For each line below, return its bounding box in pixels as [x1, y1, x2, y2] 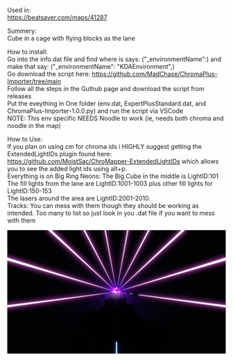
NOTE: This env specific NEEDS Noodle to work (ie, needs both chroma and [7, 114, 224, 122]
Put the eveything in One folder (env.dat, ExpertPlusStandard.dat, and [7, 99, 207, 107]
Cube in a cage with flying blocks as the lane [7, 34, 135, 42]
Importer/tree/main [7, 77, 61, 86]
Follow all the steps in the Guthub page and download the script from [7, 85, 205, 93]
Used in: [7, 6, 31, 14]
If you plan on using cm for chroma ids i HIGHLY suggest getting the [7, 143, 202, 150]
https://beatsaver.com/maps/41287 [7, 13, 107, 22]
